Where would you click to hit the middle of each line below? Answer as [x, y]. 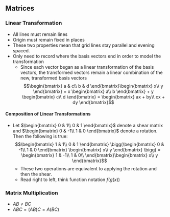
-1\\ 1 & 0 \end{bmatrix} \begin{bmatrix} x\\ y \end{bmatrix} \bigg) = [90, 150]
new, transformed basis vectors [54, 78]
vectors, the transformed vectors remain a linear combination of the [91, 72]
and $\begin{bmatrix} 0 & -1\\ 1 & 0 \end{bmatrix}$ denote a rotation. [85, 131]
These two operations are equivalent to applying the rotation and [88, 168]
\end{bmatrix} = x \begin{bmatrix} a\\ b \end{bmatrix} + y [93, 91]
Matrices [20, 8]
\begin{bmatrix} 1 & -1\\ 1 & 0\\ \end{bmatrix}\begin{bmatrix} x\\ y [90, 155]
